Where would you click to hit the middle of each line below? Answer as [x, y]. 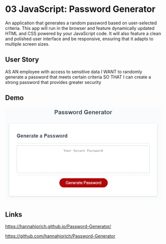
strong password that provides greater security [53, 82]
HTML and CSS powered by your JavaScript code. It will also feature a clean [83, 33]
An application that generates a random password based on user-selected [81, 23]
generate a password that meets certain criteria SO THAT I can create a [78, 77]
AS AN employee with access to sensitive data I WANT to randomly [74, 72]
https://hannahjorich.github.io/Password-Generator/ [58, 226]
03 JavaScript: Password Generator [80, 9]
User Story [22, 60]
